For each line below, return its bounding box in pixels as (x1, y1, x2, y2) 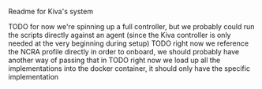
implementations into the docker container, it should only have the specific (8, 64, 251, 73)
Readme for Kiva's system (8, 7, 93, 16)
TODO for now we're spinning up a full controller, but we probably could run (8, 22, 255, 31)
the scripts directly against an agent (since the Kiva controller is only (8, 31, 231, 39)
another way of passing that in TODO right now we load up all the (8, 55, 221, 65)
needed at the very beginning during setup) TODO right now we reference (8, 39, 249, 48)
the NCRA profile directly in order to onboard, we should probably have (8, 47, 240, 56)
